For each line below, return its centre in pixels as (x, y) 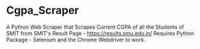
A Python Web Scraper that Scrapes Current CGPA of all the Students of (95, 27)
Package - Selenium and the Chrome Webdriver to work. (76, 39)
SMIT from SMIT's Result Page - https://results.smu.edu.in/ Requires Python (100, 33)
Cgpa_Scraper (43, 10)
